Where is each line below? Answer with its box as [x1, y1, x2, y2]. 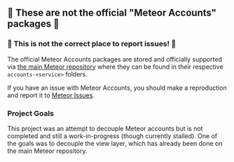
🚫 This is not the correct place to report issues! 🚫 [7, 39, 177, 49]
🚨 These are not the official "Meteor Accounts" [7, 7, 217, 19]
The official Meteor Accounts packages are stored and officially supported [7, 55, 223, 63]
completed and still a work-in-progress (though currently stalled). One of [7, 131, 218, 140]
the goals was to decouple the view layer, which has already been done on [7, 139, 223, 147]
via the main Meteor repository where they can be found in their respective [7, 62, 223, 71]
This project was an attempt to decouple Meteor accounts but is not [7, 124, 203, 133]
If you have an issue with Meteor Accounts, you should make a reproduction [7, 83, 227, 92]
